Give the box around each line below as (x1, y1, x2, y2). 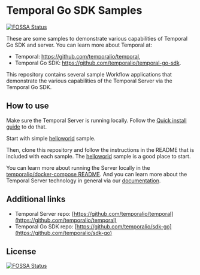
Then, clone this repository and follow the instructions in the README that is (6, 146, 195, 153)
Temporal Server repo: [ (14, 210, 74, 217)
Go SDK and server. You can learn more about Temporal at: (6, 41, 153, 48)
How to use (6, 101, 49, 111)
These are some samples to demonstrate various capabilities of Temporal (6, 35, 187, 42)
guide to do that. (6, 123, 47, 130)
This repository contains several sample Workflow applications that (6, 71, 172, 78)
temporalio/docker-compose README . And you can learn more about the (6, 170, 187, 178)
